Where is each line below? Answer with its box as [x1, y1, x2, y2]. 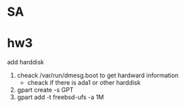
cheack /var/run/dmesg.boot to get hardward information [16, 71, 179, 79]
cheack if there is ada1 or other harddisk [27, 79, 141, 87]
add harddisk [7, 58, 45, 66]
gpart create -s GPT [16, 86, 74, 94]
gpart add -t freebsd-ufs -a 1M [16, 93, 104, 101]
